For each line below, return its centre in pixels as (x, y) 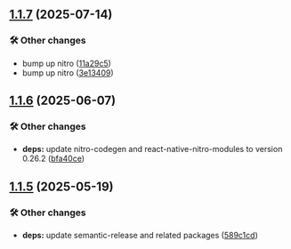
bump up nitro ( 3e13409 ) (68, 72)
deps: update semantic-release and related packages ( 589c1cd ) (140, 236)
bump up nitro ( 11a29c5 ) (66, 63)
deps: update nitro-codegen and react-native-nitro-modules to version (152, 149)
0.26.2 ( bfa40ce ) (53, 158)
